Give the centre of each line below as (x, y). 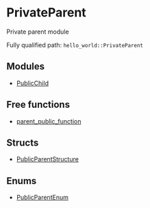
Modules (26, 67)
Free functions (38, 105)
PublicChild (33, 83)
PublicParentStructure (48, 159)
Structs (23, 142)
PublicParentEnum (42, 198)
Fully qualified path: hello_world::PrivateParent (75, 45)
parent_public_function (49, 121)
